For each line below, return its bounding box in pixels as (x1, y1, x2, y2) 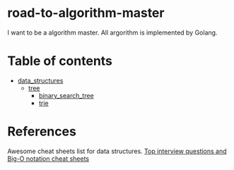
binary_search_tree (38, 91, 94, 99)
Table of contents (7, 53, 113, 69)
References (7, 123, 76, 140)
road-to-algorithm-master (7, 5, 165, 21)
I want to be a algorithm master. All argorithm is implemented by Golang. (7, 28, 218, 37)
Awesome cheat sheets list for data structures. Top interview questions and (7, 147, 228, 155)
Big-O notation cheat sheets (7, 154, 90, 163)
